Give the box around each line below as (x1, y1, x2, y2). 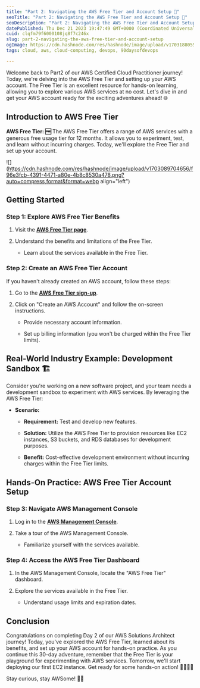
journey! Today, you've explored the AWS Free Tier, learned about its (6, 638, 175, 646)
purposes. (23, 442, 49, 449)
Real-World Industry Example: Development (6, 354, 173, 364)
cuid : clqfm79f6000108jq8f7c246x (6, 31, 89, 37)
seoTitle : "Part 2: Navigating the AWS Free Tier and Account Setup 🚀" (6, 14, 187, 20)
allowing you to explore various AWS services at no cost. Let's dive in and (6, 87, 187, 95)
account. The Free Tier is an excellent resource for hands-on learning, (6, 82, 179, 89)
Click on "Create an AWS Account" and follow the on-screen (14, 301, 164, 308)
